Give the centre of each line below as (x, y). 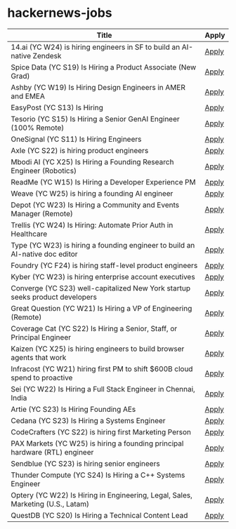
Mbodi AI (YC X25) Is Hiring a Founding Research (92, 161)
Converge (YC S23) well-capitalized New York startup (101, 288)
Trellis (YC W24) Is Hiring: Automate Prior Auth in (92, 225)
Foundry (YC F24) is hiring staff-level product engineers (104, 265)
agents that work (39, 357)
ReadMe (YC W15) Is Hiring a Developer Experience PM (103, 182)
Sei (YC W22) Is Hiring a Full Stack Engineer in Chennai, (103, 389)
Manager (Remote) (42, 213)
